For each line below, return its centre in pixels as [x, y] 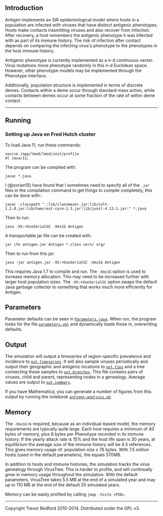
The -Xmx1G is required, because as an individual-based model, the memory [81, 424]
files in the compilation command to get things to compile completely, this [79, 190]
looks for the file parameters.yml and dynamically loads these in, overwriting [81, 324]
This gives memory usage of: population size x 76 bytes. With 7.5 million [77, 449]
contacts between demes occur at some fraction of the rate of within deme [80, 95]
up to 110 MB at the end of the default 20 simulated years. [63, 485]
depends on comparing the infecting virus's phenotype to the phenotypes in [81, 45]
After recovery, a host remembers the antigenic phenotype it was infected [79, 35]
